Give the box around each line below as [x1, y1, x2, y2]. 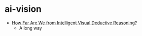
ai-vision [4, 3, 42, 15]
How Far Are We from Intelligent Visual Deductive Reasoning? [11, 20, 137, 26]
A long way [19, 25, 42, 31]
